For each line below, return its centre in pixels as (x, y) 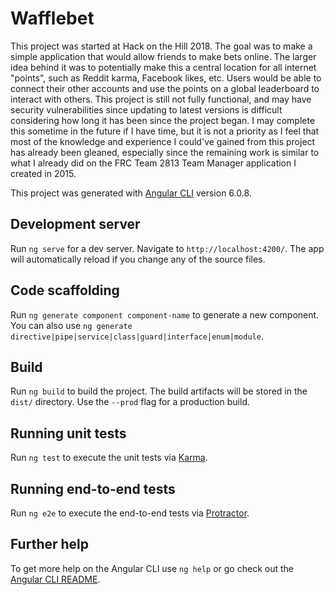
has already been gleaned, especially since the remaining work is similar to (165, 152)
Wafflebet (52, 18)
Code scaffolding (65, 290)
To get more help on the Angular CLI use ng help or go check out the (152, 568)
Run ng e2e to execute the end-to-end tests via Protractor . (130, 513)
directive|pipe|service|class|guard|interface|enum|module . (137, 336)
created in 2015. (43, 173)
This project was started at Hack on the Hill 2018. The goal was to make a (161, 46)
